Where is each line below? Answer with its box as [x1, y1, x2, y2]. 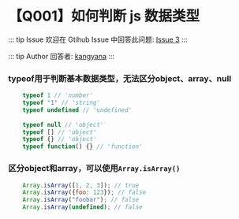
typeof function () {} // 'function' [22, 143, 144, 150]
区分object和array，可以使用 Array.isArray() [8, 163, 181, 174]
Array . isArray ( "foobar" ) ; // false [22, 196, 140, 204]
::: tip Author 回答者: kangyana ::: [8, 51, 115, 61]
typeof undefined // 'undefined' [22, 106, 133, 114]
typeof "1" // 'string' [22, 99, 101, 107]
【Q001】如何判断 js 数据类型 [8, 7, 200, 25]
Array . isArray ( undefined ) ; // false [22, 203, 144, 211]
